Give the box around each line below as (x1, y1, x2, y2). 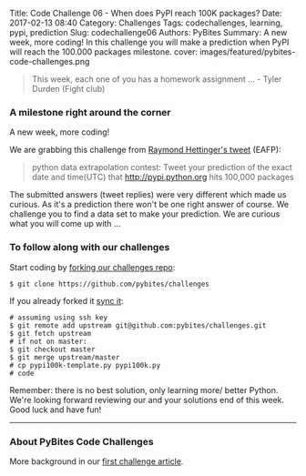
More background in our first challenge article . (9, 455, 184, 467)
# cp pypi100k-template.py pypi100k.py (9, 360, 161, 370)
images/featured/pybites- (199, 46, 296, 57)
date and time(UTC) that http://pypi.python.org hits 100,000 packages (31, 172, 294, 183)
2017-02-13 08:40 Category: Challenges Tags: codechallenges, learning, (9, 17, 283, 28)
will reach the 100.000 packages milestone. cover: (9, 46, 199, 57)
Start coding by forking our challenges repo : (9, 261, 176, 272)
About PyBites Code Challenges (9, 435, 154, 448)
